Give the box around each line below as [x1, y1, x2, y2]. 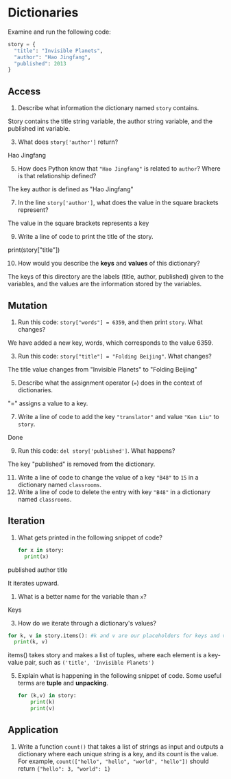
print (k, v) [14, 639, 49, 645]
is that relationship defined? [17, 172, 97, 180]
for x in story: [17, 546, 64, 553]
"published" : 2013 [14, 60, 67, 67]
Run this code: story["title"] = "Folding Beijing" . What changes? [17, 352, 212, 360]
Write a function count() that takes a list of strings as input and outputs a [17, 742, 223, 751]
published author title [8, 566, 68, 574]
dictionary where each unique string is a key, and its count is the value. [17, 749, 219, 758]
